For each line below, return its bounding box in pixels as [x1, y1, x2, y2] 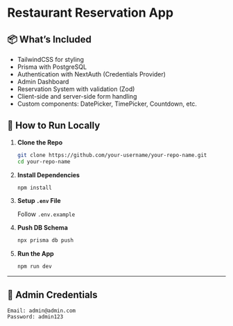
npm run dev [17, 263, 52, 270]
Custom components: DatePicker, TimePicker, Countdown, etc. [17, 99, 198, 108]
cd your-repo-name [17, 158, 71, 165]
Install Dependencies [17, 170, 80, 179]
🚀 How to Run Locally [7, 120, 101, 131]
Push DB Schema [17, 224, 68, 232]
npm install [17, 184, 52, 191]
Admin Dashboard [17, 78, 69, 85]
